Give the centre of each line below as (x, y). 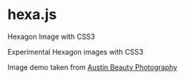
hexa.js (32, 15)
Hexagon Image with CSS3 (51, 36)
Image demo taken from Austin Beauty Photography (93, 67)
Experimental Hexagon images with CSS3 (76, 51)
